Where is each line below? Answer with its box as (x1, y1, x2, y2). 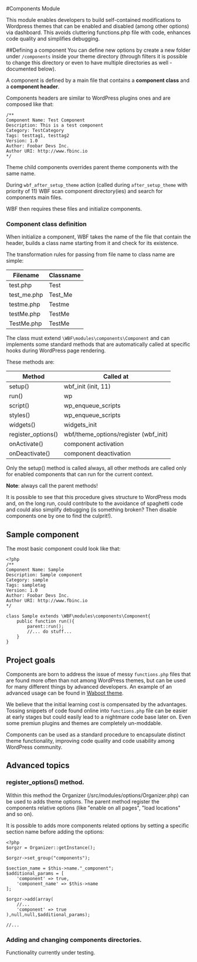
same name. (6, 170, 36, 177)
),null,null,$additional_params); (6, 911, 91, 918)
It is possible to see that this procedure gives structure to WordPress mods (6, 494, 186, 501)
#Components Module (6, 5, 60, 12)
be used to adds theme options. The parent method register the (6, 798, 160, 805)
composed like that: (6, 101, 54, 108)
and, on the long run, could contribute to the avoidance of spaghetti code (6, 500, 184, 507)
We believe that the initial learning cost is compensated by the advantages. (6, 700, 188, 708)
